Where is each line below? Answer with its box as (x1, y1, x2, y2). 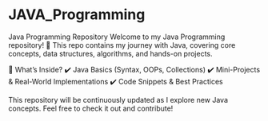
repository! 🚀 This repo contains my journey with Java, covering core (8, 40, 236, 49)
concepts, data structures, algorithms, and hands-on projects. (8, 49, 214, 58)
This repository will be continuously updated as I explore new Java (8, 95, 229, 104)
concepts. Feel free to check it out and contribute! (8, 103, 174, 113)
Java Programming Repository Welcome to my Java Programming (8, 32, 226, 41)
